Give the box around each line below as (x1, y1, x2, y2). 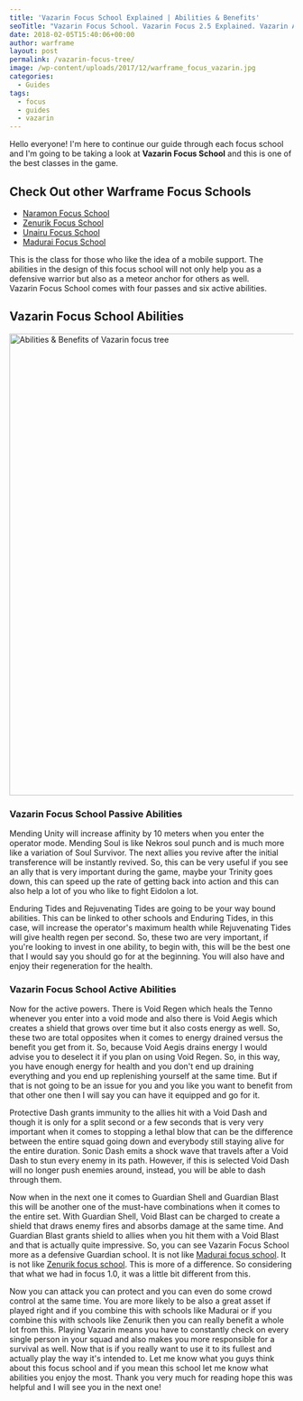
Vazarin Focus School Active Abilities (9, 982, 177, 995)
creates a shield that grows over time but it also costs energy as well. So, (9, 1023, 280, 1034)
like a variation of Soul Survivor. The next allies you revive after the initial (9, 847, 279, 858)
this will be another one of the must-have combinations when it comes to (9, 1202, 280, 1212)
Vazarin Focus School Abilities (9, 309, 185, 325)
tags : (9, 88, 30, 97)
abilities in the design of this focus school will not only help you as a (9, 263, 262, 274)
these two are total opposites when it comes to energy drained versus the (9, 1032, 284, 1043)
